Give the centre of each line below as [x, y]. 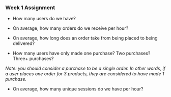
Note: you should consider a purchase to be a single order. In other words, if [85, 68]
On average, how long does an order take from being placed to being [85, 38]
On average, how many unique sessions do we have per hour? [78, 89]
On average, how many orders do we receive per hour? [70, 28]
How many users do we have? [44, 19]
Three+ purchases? [33, 59]
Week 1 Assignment [30, 8]
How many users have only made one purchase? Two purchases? [81, 53]
